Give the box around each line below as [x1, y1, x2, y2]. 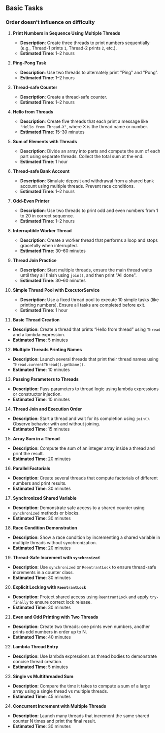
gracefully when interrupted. [20, 242, 78, 248]
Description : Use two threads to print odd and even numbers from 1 [20, 208, 158, 213]
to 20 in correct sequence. [20, 212, 74, 218]
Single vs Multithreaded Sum [12, 673, 73, 679]
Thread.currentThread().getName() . [12, 361, 85, 367]
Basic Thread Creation [12, 316, 60, 322]
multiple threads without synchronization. [12, 539, 97, 545]
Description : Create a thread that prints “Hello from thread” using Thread [12, 326, 161, 332]
